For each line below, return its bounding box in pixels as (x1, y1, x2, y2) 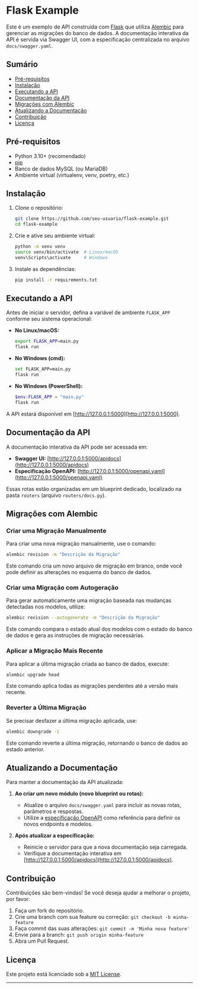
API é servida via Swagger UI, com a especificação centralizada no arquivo (6, 36, 190, 43)
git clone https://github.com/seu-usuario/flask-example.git (14, 216, 169, 222)
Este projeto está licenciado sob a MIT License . (6, 971, 121, 978)
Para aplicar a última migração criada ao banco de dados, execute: (6, 660, 169, 667)
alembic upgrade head (6, 672, 60, 678)
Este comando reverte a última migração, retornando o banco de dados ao (6, 739, 188, 747)
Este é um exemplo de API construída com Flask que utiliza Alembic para (6, 23, 184, 30)
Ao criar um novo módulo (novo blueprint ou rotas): (14, 790, 144, 797)
